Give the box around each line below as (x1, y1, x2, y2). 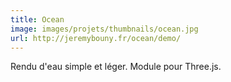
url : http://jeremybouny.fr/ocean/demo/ (10, 33, 182, 43)
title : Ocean (10, 14, 65, 25)
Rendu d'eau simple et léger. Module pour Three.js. (10, 61, 222, 73)
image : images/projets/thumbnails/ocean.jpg (10, 24, 199, 34)
